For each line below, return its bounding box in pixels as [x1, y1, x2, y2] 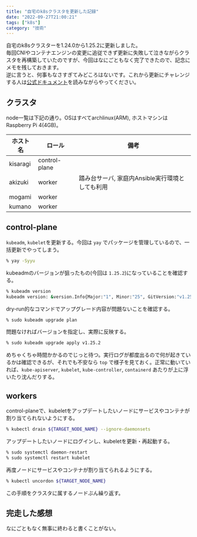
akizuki [9, 178, 29, 186]
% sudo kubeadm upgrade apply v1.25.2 [6, 340, 101, 346]
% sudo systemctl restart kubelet [6, 455, 91, 461]
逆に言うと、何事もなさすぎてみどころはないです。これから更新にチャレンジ [6, 71, 191, 78]
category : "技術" [6, 25, 47, 31]
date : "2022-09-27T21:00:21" [6, 14, 77, 20]
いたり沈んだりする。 [6, 373, 57, 381]
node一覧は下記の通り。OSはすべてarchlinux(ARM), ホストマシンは [6, 114, 168, 121]
